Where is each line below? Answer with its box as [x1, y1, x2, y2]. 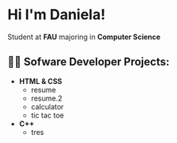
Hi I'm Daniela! [7, 6, 106, 24]
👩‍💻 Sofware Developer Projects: [7, 55, 170, 69]
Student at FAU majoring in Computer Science [7, 32, 161, 42]
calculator [30, 101, 65, 111]
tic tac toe [30, 110, 65, 120]
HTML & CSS [18, 76, 63, 85]
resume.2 [30, 93, 63, 103]
